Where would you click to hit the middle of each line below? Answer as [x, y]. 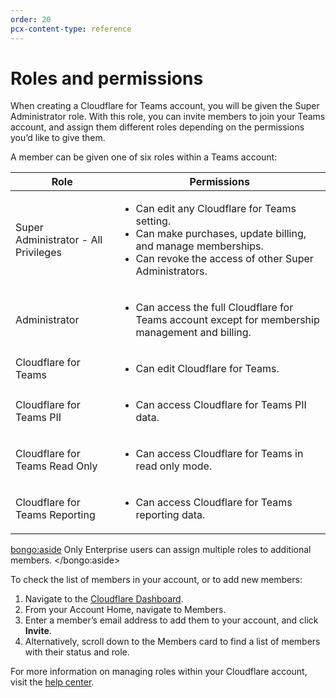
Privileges [38, 253]
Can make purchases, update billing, [221, 234]
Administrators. [171, 271]
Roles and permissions [107, 78]
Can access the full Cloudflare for [214, 308]
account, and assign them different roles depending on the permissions [157, 127]
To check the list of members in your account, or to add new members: [156, 580]
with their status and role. [77, 652]
